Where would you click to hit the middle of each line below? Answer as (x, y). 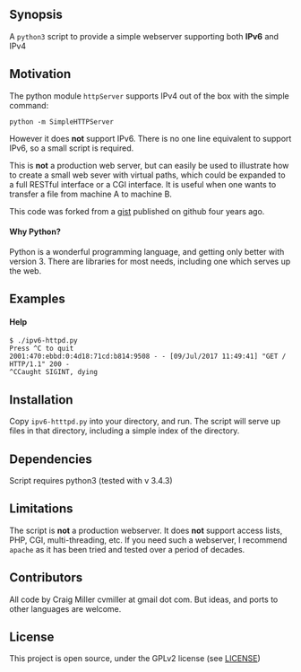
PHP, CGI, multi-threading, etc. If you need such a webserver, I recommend (148, 540)
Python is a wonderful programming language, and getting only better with (147, 251)
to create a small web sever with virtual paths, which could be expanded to (147, 175)
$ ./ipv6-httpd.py (43, 341)
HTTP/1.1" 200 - (39, 364)
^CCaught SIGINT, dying (54, 372)
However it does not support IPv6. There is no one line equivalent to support (150, 138)
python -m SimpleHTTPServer (62, 122)
